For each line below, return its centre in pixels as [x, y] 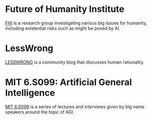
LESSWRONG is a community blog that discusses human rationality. [75, 62]
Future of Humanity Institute [65, 9]
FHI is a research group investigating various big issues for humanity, [76, 23]
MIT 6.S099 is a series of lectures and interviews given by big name [75, 107]
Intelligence [30, 93]
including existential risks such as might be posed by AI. [63, 28]
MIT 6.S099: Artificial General [69, 82]
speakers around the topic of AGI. [40, 112]
